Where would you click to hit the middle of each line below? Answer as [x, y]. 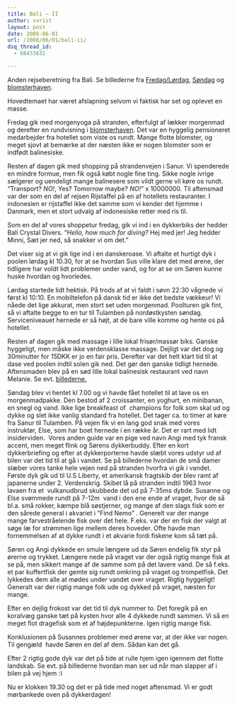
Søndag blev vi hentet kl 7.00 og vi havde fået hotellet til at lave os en [108, 392]
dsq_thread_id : [30, 47]
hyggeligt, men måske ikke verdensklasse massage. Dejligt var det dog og [115, 348]
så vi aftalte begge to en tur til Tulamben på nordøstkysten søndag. [105, 312]
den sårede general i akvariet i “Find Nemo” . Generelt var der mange [108, 513]
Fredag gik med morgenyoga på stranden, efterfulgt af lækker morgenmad [116, 122]
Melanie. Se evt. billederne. [47, 379]
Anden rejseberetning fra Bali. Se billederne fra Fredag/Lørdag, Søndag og [116, 79]
